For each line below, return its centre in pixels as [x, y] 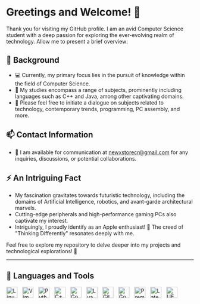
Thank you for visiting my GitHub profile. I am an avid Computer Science [95, 29]
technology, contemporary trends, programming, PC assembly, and [97, 109]
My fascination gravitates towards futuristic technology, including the [100, 195]
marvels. [25, 208]
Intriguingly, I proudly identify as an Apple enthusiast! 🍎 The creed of [99, 227]
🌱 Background [33, 60]
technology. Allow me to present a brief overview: [67, 41]
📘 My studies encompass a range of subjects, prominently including [98, 90]
